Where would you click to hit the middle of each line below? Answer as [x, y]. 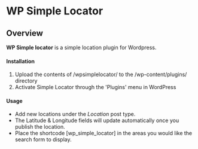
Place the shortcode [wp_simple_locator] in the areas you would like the [103, 133]
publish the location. [40, 127]
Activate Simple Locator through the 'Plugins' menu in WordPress [95, 87]
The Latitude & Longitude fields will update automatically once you [97, 120]
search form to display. [43, 139]
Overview [25, 33]
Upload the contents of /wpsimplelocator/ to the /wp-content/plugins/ [101, 74]
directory [26, 81]
